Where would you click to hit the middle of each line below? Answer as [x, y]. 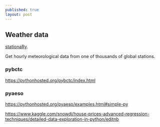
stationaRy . [17, 47]
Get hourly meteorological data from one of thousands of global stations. [80, 56]
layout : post [19, 14]
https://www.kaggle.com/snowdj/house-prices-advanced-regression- [77, 113]
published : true [22, 10]
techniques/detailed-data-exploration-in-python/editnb [62, 119]
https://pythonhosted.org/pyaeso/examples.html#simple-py [67, 104]
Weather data [27, 35]
